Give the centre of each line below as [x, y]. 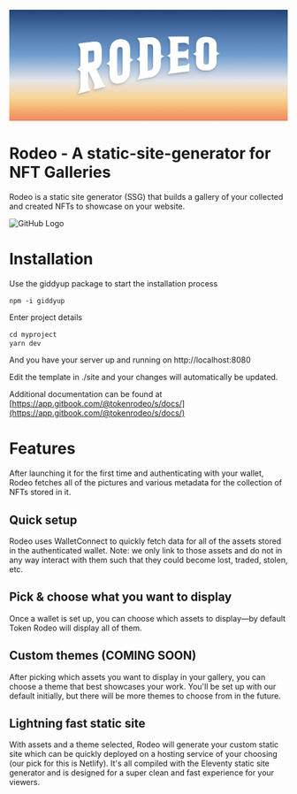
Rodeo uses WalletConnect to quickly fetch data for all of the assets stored [145, 541]
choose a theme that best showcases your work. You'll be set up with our [143, 686]
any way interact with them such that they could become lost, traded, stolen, [148, 560]
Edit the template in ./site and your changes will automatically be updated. [144, 378]
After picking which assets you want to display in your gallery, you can [137, 676]
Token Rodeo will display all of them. [76, 628]
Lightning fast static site [77, 723]
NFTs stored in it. [40, 492]
